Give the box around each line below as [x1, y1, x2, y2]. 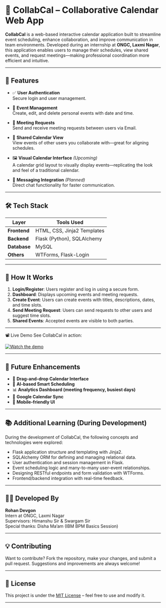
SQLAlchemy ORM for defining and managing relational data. [12, 454, 137, 460]
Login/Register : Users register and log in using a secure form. [12, 286, 139, 292]
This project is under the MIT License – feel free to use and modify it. [5, 593, 146, 599]
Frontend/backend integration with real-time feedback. [12, 476, 124, 481]
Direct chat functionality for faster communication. [12, 182, 115, 188]
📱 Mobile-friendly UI [12, 399, 55, 405]
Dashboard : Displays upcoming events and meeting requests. [12, 292, 138, 298]
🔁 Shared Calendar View [12, 134, 64, 140]
